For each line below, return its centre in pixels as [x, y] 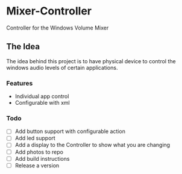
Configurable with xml [42, 103]
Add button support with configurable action [70, 131]
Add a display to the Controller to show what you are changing [93, 145]
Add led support [35, 138]
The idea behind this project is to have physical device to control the [91, 61]
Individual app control [42, 96]
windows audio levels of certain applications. [62, 67]
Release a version [37, 165]
